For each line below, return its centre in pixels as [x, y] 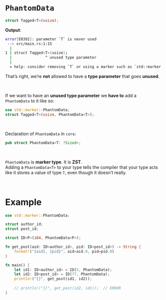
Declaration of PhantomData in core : [41, 134]
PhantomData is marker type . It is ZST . [44, 162]
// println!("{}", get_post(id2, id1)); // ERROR [68, 288]
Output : [13, 30]
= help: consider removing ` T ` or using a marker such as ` [73, 67]
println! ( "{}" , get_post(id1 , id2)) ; [53, 279]
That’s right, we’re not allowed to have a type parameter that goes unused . [83, 76]
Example [23, 202]
